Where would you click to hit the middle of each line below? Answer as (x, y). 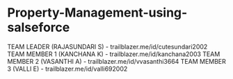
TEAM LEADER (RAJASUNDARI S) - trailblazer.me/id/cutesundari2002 (107, 46)
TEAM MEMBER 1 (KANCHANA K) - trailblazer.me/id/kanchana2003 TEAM (114, 54)
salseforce (39, 27)
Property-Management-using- (97, 13)
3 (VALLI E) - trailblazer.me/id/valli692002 (67, 69)
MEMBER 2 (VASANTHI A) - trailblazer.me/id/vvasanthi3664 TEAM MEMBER (116, 61)
